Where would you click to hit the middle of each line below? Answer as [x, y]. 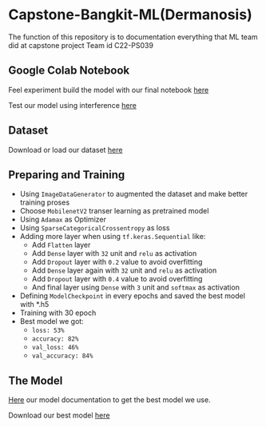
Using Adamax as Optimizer [63, 219]
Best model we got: [52, 321]
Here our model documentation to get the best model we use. [109, 400]
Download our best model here [59, 415]
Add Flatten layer [61, 245]
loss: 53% [48, 331]
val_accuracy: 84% [62, 356]
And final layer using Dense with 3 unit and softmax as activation [135, 287]
